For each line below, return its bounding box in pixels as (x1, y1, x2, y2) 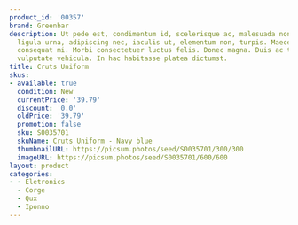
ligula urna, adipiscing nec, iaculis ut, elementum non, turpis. (17, 37, 268, 47)
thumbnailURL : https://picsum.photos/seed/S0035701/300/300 (17, 144, 244, 153)
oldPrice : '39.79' (17, 112, 86, 120)
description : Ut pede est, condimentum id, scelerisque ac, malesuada (9, 29, 276, 38)
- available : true (9, 79, 77, 88)
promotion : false (17, 120, 82, 129)
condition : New (17, 87, 74, 96)
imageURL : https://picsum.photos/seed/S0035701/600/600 (17, 152, 228, 162)
